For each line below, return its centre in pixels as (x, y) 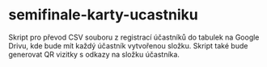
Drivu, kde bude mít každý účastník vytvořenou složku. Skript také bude (128, 45)
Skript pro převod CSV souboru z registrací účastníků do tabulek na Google (134, 37)
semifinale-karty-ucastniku (103, 15)
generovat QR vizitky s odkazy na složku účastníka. (94, 54)
